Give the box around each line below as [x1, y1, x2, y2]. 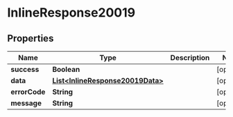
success [10, 64, 40, 74]
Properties [7, 33, 54, 44]
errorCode [10, 87, 46, 96]
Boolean [51, 64, 80, 74]
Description [170, 53, 210, 62]
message [10, 98, 42, 108]
